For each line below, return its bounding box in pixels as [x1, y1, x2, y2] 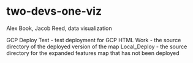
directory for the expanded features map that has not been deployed [6, 49, 180, 56]
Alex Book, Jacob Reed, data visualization [6, 24, 112, 32]
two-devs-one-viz [6, 4, 102, 18]
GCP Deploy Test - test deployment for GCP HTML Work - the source [6, 36, 181, 43]
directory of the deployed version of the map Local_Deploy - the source [6, 43, 187, 50]
